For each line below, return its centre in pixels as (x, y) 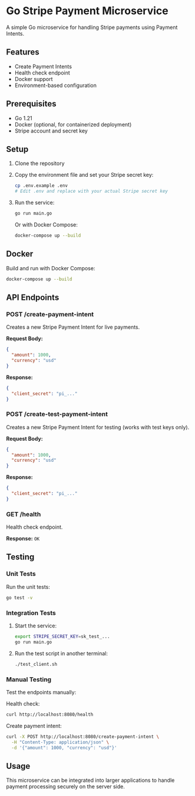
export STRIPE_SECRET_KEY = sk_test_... (62, 636)
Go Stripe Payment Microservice (87, 11)
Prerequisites (31, 104)
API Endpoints (33, 297)
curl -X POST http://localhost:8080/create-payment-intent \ (83, 737)
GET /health (24, 514)
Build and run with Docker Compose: (51, 268)
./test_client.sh (36, 664)
